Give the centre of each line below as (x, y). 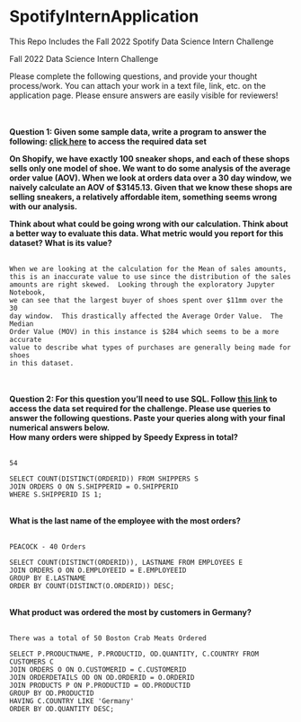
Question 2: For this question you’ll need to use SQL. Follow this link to (143, 399)
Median (22, 324)
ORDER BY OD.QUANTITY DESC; (62, 709)
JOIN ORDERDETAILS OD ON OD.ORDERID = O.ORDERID (102, 677)
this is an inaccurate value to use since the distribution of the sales (150, 277)
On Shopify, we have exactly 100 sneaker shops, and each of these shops (150, 158)
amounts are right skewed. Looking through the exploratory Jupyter (142, 285)
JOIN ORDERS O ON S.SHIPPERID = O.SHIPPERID (94, 487)
